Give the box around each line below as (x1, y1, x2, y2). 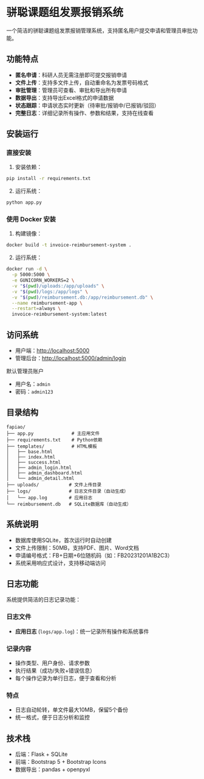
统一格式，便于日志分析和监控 (15, 714, 90, 721)
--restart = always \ (12, 305, 61, 312)
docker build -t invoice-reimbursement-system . (6, 242, 132, 248)
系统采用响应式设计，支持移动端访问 (15, 559, 106, 566)
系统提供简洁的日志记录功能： (6, 596, 81, 603)
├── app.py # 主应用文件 (6, 430, 100, 437)
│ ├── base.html (6, 448, 53, 455)
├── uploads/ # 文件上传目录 (6, 482, 102, 488)
